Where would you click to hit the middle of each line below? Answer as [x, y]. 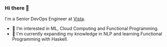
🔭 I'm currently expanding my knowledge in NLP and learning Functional [87, 34]
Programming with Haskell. [40, 39]
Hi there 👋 [17, 8]
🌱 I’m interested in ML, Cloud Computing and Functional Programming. [85, 28]
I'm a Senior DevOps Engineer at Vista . [45, 19]
